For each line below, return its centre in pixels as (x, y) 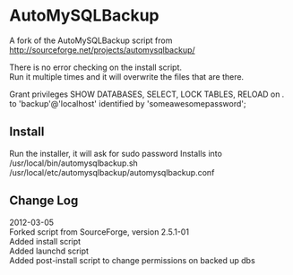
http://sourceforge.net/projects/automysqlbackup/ (102, 49)
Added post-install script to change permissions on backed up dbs (132, 260)
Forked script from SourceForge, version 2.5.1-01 (99, 232)
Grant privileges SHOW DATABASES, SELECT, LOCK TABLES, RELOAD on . (147, 94)
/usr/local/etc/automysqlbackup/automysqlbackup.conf (112, 172)
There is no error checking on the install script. (95, 67)
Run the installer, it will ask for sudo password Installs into (116, 153)
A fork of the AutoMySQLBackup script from (91, 40)
